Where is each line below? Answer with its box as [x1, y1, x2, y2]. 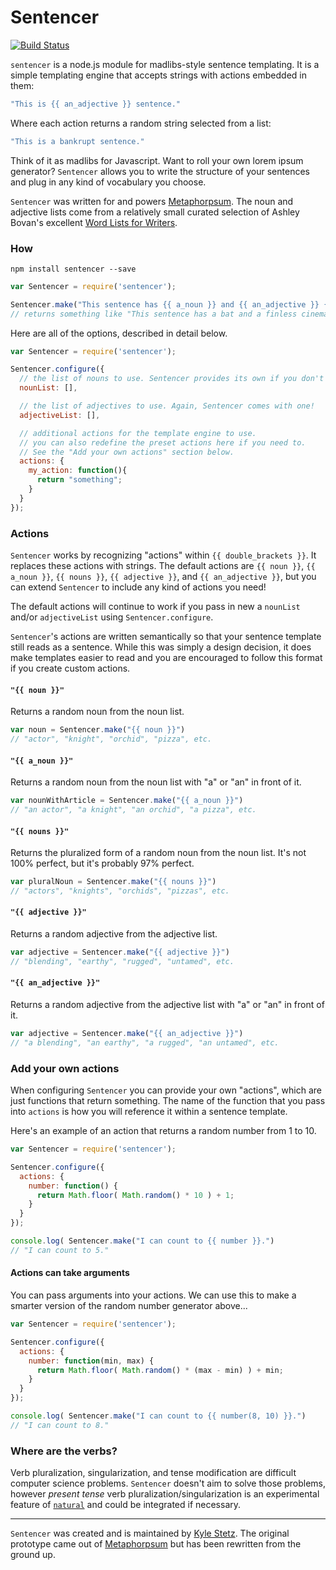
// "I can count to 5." [10, 1245, 110, 1255]
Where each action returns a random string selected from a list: [10, 117, 272, 129]
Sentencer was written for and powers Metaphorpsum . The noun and [10, 195, 294, 207]
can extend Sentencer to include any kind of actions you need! [10, 581, 267, 593]
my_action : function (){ [28, 466, 128, 476]
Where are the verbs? [10, 1444, 118, 1458]
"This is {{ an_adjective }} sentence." [10, 99, 182, 109]
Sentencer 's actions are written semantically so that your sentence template [10, 631, 322, 643]
